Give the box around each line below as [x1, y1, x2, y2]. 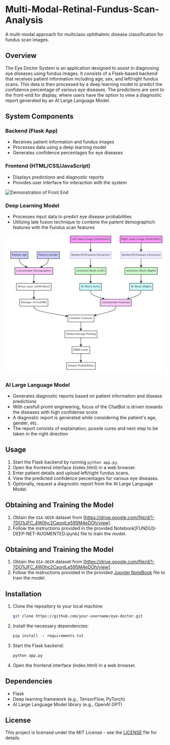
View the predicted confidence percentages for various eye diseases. [12, 475, 159, 481]
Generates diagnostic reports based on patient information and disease [12, 393, 163, 399]
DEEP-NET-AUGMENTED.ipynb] [12, 530, 80, 536]
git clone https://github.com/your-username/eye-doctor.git [12, 614, 143, 619]
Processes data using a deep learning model [12, 144, 106, 151]
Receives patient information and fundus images [12, 139, 115, 145]
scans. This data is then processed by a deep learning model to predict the [5, 81, 163, 87]
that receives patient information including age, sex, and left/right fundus [5, 75, 158, 82]
